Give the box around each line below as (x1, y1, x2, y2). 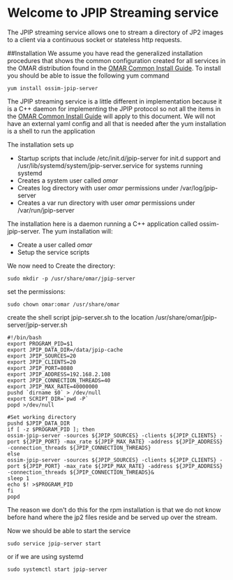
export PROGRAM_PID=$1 (7, 340, 73, 347)
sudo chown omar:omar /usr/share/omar (7, 301, 120, 308)
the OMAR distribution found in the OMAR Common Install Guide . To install (7, 64, 221, 72)
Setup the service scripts (17, 248, 90, 256)
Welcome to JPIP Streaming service (7, 5, 219, 21)
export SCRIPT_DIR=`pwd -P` (7, 395, 89, 402)
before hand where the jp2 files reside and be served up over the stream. (7, 513, 218, 521)
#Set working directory (7, 413, 77, 420)
